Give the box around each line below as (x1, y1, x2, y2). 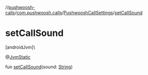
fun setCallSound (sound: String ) (5, 63, 73, 70)
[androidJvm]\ (5, 44, 36, 50)
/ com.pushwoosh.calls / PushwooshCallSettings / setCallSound (15, 10, 143, 16)
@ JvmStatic (5, 54, 31, 60)
